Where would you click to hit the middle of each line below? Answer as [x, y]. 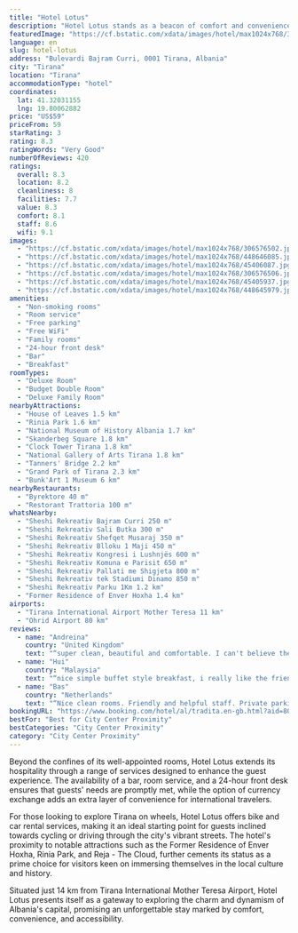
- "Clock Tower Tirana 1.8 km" [75, 447]
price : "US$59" [37, 116]
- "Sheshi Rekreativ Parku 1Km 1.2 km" [91, 587]
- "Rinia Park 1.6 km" [59, 422]
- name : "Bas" [43, 686]
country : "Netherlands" [69, 695]
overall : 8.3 [41, 174]
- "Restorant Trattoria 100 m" [75, 505]
